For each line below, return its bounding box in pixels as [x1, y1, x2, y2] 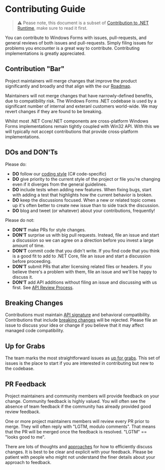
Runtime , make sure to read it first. [17, 25, 88, 31]
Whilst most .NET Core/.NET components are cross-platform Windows [5, 118, 149, 124]
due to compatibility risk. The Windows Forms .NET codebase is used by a [5, 98, 157, 104]
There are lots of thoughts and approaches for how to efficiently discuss [5, 444, 153, 449]
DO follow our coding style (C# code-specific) [12, 171, 107, 176]
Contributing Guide [5, 3, 85, 15]
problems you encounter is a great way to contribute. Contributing [5, 45, 140, 51]
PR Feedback [5, 380, 46, 388]
